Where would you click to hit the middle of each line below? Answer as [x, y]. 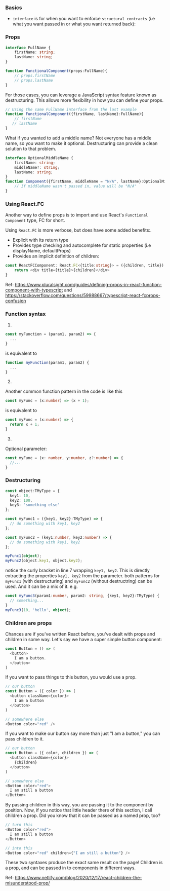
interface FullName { [28, 48]
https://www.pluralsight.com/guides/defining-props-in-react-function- [88, 284]
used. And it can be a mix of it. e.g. [41, 586]
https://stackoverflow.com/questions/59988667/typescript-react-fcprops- [83, 295]
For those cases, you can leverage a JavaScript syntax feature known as [81, 95]
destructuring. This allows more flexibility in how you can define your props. [84, 100]
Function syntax [26, 314]
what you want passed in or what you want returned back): [74, 24]
